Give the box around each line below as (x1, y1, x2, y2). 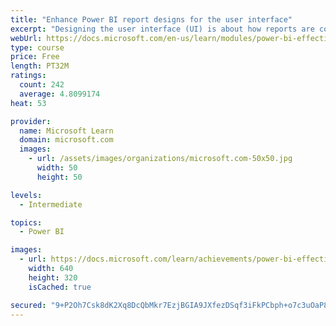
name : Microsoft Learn (19, 126, 114, 136)
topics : (10, 217, 43, 228)
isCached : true (28, 282, 92, 292)
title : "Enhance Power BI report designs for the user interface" (10, 14, 293, 25)
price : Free (10, 52, 60, 62)
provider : (10, 116, 52, 126)
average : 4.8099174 (19, 89, 101, 99)
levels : (10, 190, 43, 200)
